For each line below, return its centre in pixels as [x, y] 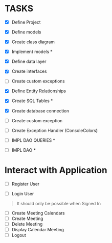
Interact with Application [56, 170]
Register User [25, 184]
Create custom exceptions [38, 81]
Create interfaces [29, 71]
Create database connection [40, 110]
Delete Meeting [27, 224]
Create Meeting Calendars [38, 213]
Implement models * [32, 52]
